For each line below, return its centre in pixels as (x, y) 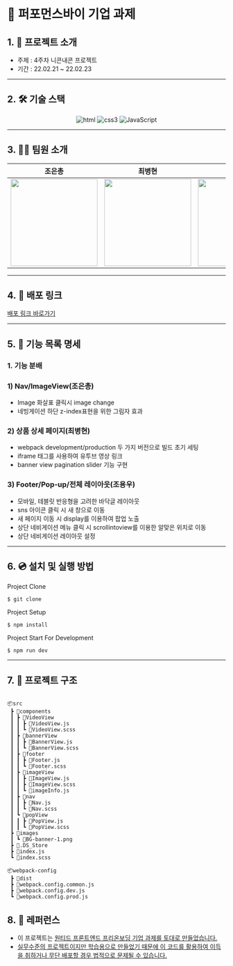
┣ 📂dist (21, 879)
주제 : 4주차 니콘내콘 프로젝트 (57, 60)
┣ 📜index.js (27, 852)
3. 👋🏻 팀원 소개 (37, 150)
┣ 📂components (31, 712)
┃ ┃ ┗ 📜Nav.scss (34, 809)
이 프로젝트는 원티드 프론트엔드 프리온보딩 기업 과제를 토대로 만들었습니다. (117, 938)
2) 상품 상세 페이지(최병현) (49, 431)
